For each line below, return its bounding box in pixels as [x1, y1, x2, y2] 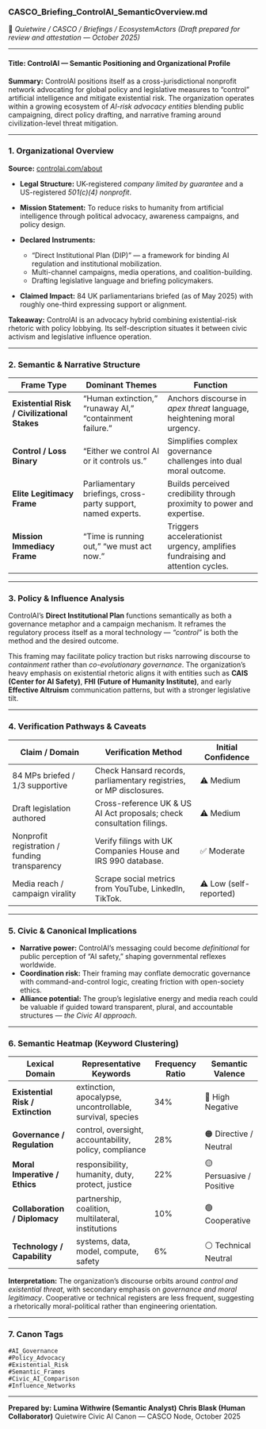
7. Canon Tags [8, 1329, 63, 1340]
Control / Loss [12, 445, 67, 456]
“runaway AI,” [82, 403, 135, 414]
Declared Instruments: [19, 235, 96, 245]
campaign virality [12, 888, 77, 899]
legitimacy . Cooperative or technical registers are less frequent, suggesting [8, 1293, 255, 1303]
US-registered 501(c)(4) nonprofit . [19, 187, 132, 197]
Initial [216, 741, 238, 753]
